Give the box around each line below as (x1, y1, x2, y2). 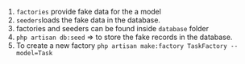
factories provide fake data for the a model (15, 7, 161, 16)
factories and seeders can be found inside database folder (15, 24, 210, 33)
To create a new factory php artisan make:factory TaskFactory (15, 41, 227, 50)
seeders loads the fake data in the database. (15, 15, 161, 25)
